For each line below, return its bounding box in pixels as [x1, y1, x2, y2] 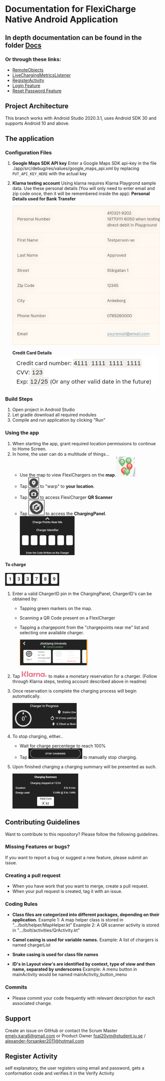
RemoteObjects [12, 67, 44, 73]
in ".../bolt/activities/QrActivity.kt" [12, 927, 80, 933]
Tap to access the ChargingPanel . [19, 511, 107, 516]
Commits [5, 984, 27, 991]
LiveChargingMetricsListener [12, 72, 71, 78]
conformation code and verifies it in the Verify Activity [5, 1070, 114, 1076]
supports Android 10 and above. [5, 120, 70, 126]
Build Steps [5, 395, 33, 402]
